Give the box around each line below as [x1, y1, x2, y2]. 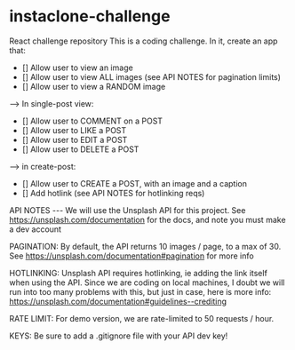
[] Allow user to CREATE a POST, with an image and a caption [21, 178, 247, 188]
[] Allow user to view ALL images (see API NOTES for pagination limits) [21, 71, 282, 82]
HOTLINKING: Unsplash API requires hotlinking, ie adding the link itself [9, 267, 268, 278]
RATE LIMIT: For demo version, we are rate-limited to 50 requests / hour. [9, 313, 275, 323]
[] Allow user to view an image [21, 62, 133, 73]
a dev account [9, 224, 62, 235]
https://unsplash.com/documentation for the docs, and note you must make [9, 214, 286, 225]
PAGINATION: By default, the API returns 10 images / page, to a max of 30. [9, 241, 282, 251]
